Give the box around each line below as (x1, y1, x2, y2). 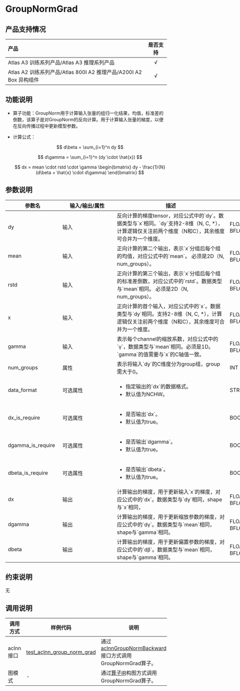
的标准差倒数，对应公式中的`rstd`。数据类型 (117, 277, 222, 285)
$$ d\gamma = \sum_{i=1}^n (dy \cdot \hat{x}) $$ (37, 154, 143, 160)
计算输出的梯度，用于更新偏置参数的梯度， (117, 538, 220, 545)
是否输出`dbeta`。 (125, 465, 169, 473)
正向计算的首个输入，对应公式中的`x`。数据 (117, 303, 221, 310)
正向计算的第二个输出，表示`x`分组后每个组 (117, 245, 221, 252)
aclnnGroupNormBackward (101, 645, 167, 652)
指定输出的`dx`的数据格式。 (125, 383, 192, 390)
